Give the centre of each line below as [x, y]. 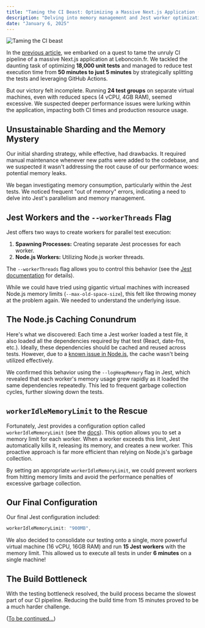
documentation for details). [40, 275]
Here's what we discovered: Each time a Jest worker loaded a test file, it [97, 334]
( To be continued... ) [31, 619]
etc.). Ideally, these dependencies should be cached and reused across [96, 347]
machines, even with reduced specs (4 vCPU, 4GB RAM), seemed [89, 97]
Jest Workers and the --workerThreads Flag [89, 217]
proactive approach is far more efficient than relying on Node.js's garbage [100, 452]
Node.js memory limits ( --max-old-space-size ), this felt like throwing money [101, 294]
